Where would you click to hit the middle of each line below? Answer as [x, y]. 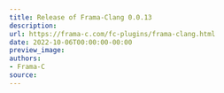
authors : [25, 58]
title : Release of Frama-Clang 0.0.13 [81, 17]
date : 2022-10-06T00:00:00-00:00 [71, 42]
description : [33, 26]
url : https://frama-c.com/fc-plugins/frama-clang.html [112, 34]
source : [23, 75]
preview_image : [37, 50]
